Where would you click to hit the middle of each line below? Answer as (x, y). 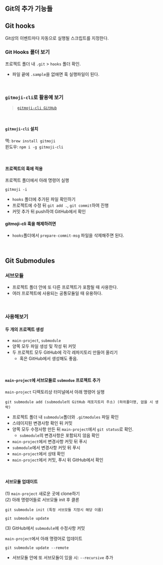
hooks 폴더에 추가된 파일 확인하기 (44, 199)
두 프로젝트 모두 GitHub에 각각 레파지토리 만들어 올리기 (65, 352)
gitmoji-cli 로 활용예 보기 (34, 98)
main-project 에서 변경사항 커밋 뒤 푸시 (49, 442)
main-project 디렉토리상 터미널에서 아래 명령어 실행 (55, 392)
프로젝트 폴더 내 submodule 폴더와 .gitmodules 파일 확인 (65, 417)
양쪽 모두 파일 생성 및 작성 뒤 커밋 (44, 346)
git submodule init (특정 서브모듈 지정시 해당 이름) (54, 510)
